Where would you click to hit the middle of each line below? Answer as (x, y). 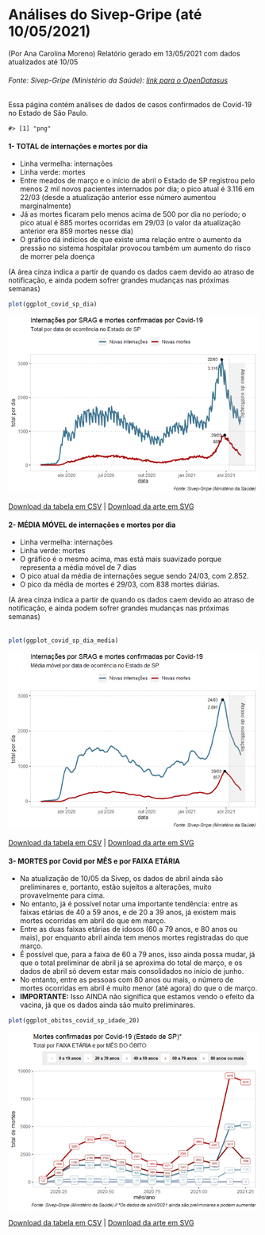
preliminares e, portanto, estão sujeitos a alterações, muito (115, 887)
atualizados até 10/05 (43, 62)
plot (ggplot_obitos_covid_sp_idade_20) (74, 1021)
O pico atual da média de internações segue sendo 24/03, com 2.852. (134, 576)
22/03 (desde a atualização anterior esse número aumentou (118, 198)
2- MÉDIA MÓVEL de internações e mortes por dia (92, 525)
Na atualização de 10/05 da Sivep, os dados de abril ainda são (121, 879)
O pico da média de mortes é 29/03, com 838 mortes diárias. (120, 584)
